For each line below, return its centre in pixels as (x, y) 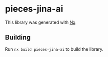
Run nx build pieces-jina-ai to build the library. (54, 49)
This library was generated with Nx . (41, 22)
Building (18, 37)
